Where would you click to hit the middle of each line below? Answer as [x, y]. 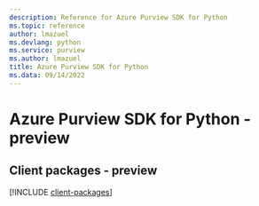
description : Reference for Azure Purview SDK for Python [118, 17]
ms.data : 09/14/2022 [47, 75]
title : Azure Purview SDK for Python [79, 67]
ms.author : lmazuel [45, 59]
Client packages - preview [83, 171]
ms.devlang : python [45, 42]
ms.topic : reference [47, 26]
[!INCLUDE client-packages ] [61, 192]
